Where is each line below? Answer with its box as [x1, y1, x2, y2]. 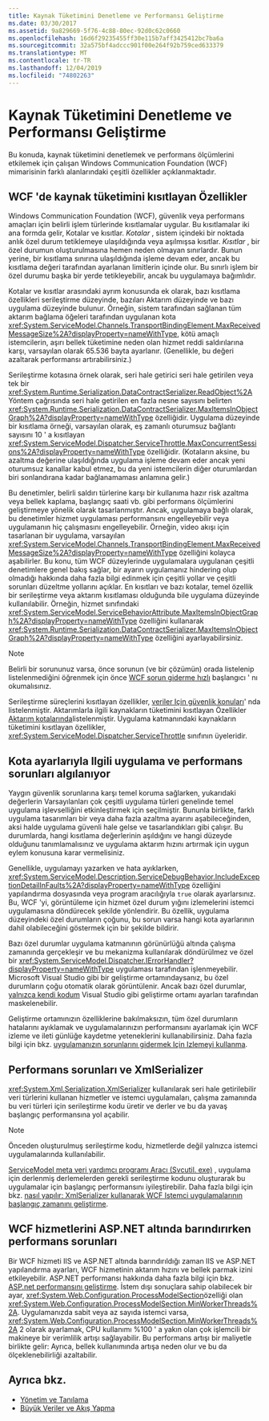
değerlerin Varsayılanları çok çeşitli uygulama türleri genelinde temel [8, 796, 234, 807]
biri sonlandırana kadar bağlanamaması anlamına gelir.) [8, 473, 191, 482]
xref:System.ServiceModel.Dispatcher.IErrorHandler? [18, 956, 195, 966]
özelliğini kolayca [179, 548, 236, 558]
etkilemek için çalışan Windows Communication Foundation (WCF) [8, 158, 228, 168]
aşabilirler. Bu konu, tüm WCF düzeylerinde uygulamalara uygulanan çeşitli [8, 556, 255, 566]
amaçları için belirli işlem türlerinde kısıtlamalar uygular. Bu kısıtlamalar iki [8, 220, 250, 230]
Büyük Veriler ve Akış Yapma [19, 1403, 115, 1413]
